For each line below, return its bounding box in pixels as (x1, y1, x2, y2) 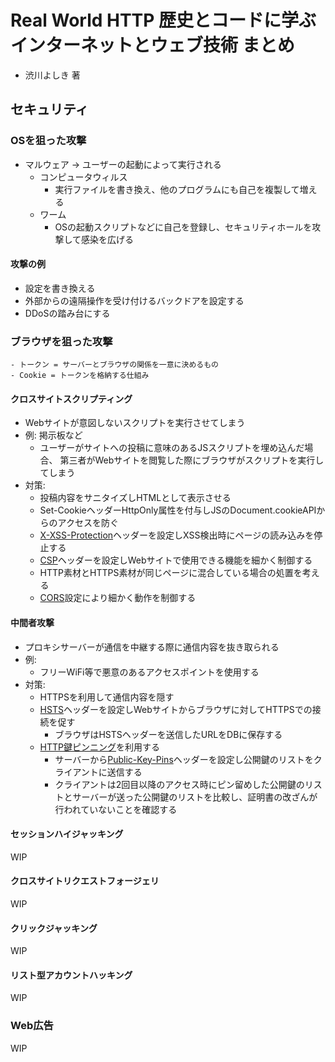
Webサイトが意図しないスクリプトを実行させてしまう (24, 417, 246, 429)
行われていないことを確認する (54, 803, 178, 815)
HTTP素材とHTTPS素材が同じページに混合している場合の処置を (39, 567, 303, 579)
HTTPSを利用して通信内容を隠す (39, 691, 175, 703)
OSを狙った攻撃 (10, 134, 87, 148)
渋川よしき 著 (24, 69, 81, 81)
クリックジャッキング (10, 922, 98, 934)
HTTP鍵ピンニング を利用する (39, 741, 161, 753)
